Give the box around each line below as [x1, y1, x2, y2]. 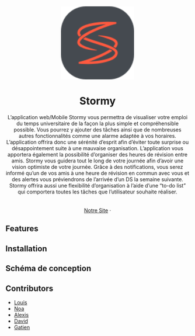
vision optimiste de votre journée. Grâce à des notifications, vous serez [12, 163, 183, 170]
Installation [5, 244, 47, 254]
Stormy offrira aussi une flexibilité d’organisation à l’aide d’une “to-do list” [9, 182, 186, 189]
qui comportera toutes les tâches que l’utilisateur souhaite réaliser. [18, 188, 177, 195]
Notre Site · [83, 207, 112, 214]
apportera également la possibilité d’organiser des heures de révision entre [7, 151, 188, 158]
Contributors [5, 283, 54, 293]
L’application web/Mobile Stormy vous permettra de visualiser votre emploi [7, 113, 188, 120]
